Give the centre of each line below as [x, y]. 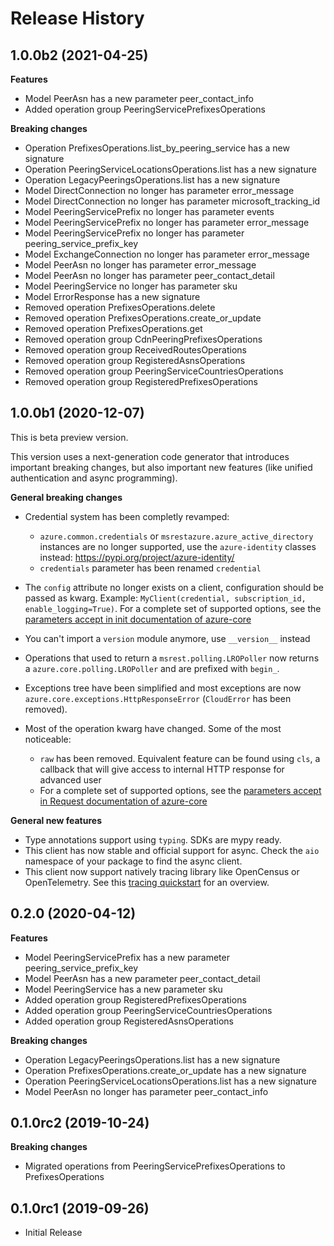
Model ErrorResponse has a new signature [112, 296]
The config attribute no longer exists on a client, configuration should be [174, 587]
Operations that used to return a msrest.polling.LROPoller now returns [172, 658]
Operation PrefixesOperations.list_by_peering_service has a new [157, 148]
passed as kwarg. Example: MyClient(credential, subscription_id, [165, 598]
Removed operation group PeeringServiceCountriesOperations [154, 371]
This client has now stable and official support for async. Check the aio [172, 850]
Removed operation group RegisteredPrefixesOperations [141, 381]
